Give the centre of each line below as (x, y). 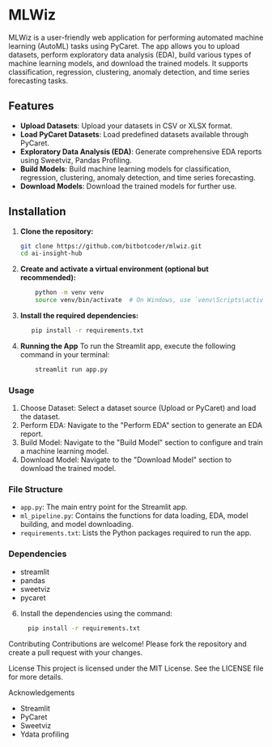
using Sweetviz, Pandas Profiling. (76, 160)
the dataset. (40, 417)
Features (31, 106)
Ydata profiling (45, 734)
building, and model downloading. (76, 525)
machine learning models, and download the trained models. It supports (128, 63)
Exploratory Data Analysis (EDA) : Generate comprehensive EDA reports (141, 151)
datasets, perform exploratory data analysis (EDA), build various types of (130, 54)
